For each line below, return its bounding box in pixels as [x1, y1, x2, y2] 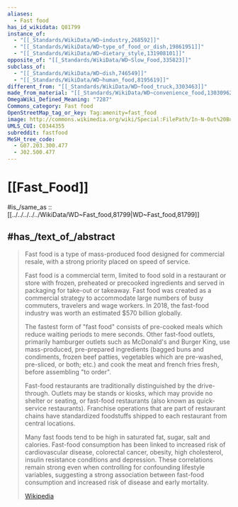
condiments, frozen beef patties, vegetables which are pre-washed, [24, 352, 223, 361]
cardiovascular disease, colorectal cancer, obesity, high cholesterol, [24, 447, 224, 456]
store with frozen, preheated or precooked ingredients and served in [24, 278, 225, 287]
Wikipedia [24, 491, 55, 500]
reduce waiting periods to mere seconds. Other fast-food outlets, [24, 330, 215, 338]
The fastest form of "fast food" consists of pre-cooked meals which [24, 322, 223, 330]
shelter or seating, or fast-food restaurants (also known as [24, 396, 195, 405]
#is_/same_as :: [7, 203, 52, 211]
